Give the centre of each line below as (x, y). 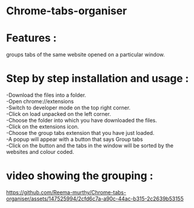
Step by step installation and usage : (98, 79)
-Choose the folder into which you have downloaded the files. (82, 121)
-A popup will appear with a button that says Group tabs (75, 139)
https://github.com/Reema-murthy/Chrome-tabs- (66, 192)
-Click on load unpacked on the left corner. (59, 114)
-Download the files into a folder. (46, 95)
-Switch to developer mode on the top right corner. (68, 108)
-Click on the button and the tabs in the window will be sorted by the (90, 146)
